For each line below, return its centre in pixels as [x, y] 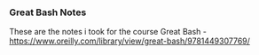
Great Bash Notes [48, 12]
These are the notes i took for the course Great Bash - [108, 32]
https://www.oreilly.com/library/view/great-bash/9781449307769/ [130, 41]
